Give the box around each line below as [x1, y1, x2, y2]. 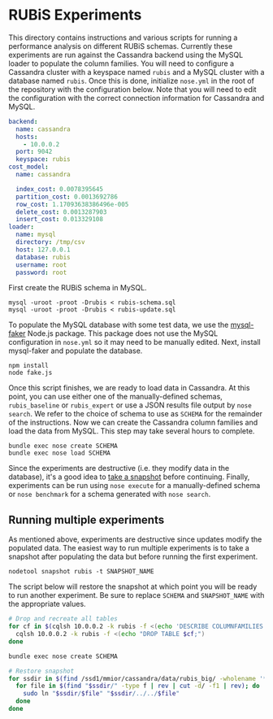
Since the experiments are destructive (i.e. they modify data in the [8, 464, 230, 473]
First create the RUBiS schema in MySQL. [8, 283, 148, 293]
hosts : [15, 133, 38, 141]
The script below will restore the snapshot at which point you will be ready [8, 582, 258, 591]
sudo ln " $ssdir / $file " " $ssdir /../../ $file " [23, 690, 180, 698]
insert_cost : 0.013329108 [15, 216, 104, 224]
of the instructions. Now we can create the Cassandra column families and [8, 417, 258, 428]
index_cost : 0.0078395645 [15, 185, 104, 193]
